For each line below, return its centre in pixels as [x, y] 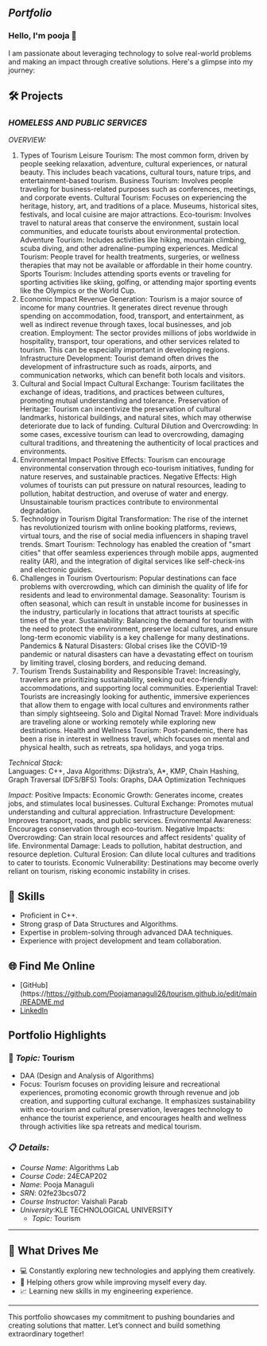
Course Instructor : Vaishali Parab [74, 1201]
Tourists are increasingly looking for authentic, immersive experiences [135, 696]
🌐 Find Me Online [52, 966]
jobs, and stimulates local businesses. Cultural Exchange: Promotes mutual [131, 804]
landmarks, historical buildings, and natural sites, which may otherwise [135, 418]
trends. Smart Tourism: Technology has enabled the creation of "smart [135, 544]
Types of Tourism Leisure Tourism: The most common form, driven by [134, 155]
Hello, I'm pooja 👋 [43, 36]
